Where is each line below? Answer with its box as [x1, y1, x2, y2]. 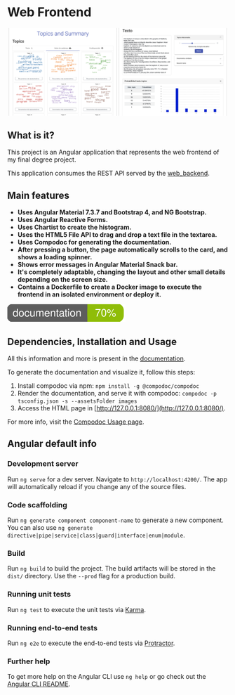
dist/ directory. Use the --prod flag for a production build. [7, 572, 175, 580]
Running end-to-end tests [7, 623, 98, 632]
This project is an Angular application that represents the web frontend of [7, 148, 220, 157]
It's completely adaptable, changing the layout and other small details [17, 268, 226, 276]
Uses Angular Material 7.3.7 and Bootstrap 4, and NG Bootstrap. [17, 208, 207, 216]
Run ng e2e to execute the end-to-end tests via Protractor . [7, 639, 175, 647]
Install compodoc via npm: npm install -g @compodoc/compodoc [17, 382, 200, 390]
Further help [7, 656, 51, 666]
